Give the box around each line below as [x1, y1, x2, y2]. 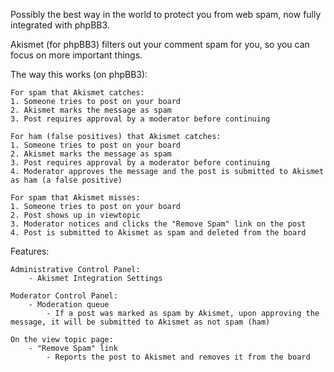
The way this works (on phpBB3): [10, 69, 148, 80]
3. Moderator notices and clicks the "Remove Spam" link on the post [10, 219, 307, 229]
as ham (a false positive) [10, 175, 123, 185]
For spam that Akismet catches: [10, 88, 145, 98]
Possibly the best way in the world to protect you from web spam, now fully [10, 9, 322, 20]
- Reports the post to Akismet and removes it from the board [46, 352, 311, 362]
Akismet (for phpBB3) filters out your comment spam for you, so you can [10, 39, 310, 50]
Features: [10, 245, 50, 257]
